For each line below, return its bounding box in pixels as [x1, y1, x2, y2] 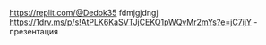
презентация [9, 26, 59, 36]
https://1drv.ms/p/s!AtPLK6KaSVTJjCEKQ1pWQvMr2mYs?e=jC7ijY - [9, 17, 258, 27]
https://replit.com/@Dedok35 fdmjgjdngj [9, 8, 159, 18]
